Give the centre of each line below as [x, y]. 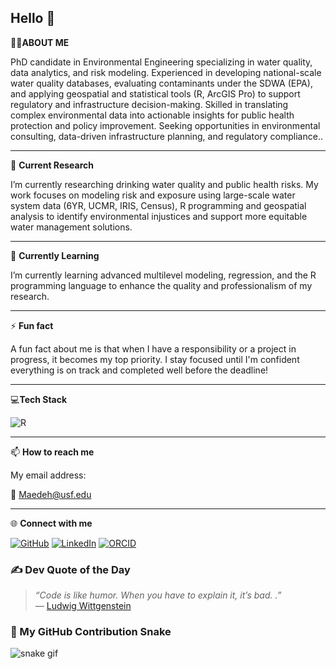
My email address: [48, 475]
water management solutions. [71, 227]
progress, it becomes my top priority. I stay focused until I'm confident [155, 359]
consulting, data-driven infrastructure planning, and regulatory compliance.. [166, 136]
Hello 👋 [33, 18]
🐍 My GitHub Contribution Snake [91, 632]
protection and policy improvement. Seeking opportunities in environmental [165, 125]
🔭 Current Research [52, 165]
